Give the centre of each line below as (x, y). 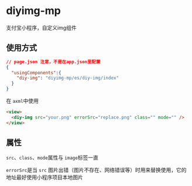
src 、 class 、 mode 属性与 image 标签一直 (52, 158)
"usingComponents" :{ (36, 73)
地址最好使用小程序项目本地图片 (44, 177)
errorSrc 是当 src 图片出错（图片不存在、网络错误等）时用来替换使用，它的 (96, 170)
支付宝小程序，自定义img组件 (42, 27)
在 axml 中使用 (23, 101)
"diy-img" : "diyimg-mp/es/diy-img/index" (68, 78)
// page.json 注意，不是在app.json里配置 (53, 62)
